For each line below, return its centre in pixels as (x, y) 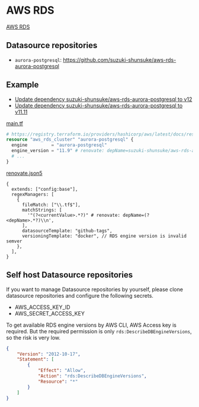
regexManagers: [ (33, 194)
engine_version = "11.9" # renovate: (58, 151)
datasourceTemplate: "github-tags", (67, 231)
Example (23, 85)
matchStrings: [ (42, 210)
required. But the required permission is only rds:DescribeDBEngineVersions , (99, 331)
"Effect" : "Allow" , (62, 371)
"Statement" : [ (36, 359)
